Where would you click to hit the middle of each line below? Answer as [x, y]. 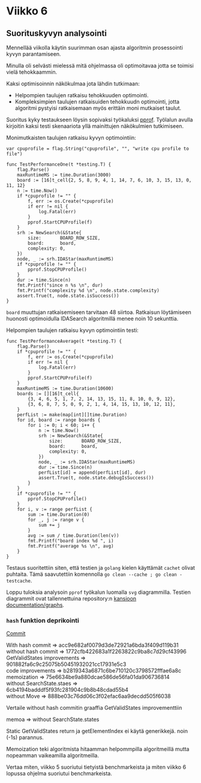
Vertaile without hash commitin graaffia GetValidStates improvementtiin [94, 708]
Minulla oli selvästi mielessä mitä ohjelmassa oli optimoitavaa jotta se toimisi [100, 65]
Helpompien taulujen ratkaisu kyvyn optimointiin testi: [73, 330]
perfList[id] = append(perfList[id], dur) [92, 473]
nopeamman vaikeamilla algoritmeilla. [52, 755]
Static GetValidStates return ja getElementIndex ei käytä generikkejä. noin [97, 731]
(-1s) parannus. [25, 737]
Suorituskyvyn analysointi [56, 33]
